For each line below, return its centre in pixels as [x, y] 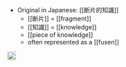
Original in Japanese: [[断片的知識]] [68, 10]
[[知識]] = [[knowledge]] [62, 27]
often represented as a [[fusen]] [73, 42]
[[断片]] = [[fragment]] [59, 18]
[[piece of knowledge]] [60, 35]
